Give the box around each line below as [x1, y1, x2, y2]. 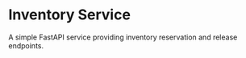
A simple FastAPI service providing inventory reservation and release [8, 32, 238, 42]
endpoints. [8, 40, 44, 50]
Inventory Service [8, 6, 131, 24]
